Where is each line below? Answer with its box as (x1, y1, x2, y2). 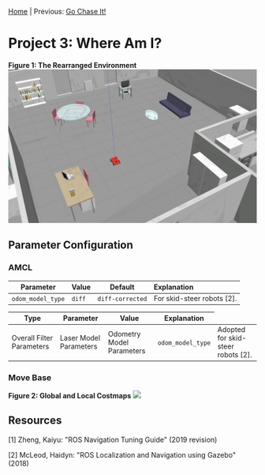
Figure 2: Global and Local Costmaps (8, 390, 132, 400)
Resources (8, 414, 62, 428)
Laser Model (59, 334, 101, 343)
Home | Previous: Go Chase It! (8, 7, 106, 16)
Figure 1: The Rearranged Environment (8, 60, 137, 70)
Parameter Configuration (8, 239, 134, 252)
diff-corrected (97, 296, 147, 303)
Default (110, 282, 135, 292)
